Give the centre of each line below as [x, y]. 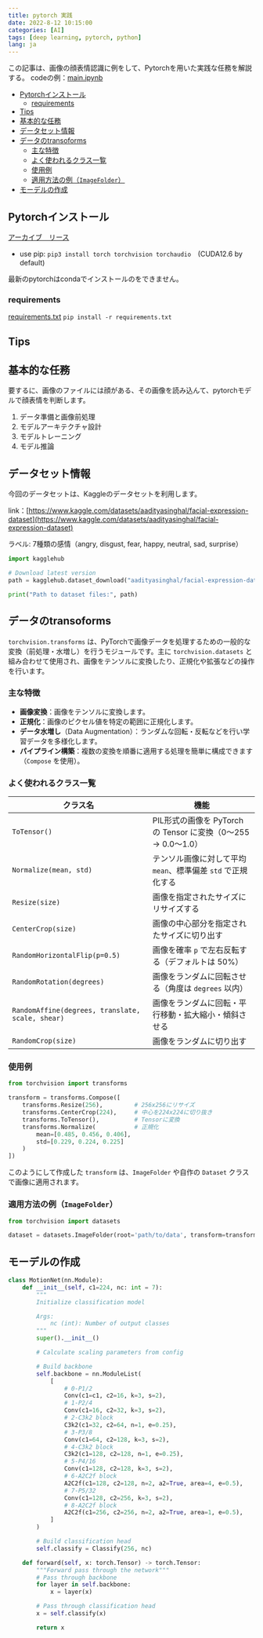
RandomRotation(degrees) [58, 982]
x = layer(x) [71, 1592]
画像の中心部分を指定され [200, 923]
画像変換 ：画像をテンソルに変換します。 [85, 711]
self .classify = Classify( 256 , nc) [94, 1548]
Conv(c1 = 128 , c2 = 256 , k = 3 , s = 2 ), [119, 1498]
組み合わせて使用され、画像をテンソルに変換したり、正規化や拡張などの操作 [131, 661]
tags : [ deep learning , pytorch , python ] [75, 37]
